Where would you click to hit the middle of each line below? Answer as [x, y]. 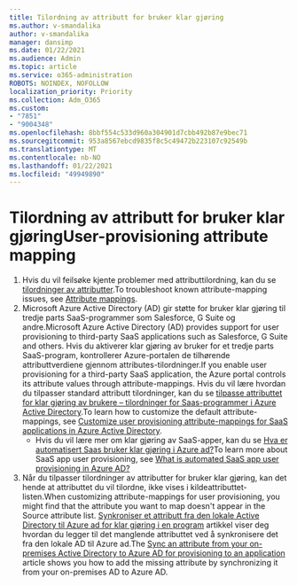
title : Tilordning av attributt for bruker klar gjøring [117, 17]
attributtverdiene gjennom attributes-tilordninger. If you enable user [145, 365]
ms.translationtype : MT [53, 149]
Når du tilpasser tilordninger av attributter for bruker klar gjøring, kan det [154, 478]
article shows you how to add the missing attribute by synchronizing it [150, 563]
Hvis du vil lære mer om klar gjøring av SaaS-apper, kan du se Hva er [161, 441]
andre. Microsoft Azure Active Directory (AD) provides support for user [150, 327]
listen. [33, 496]
